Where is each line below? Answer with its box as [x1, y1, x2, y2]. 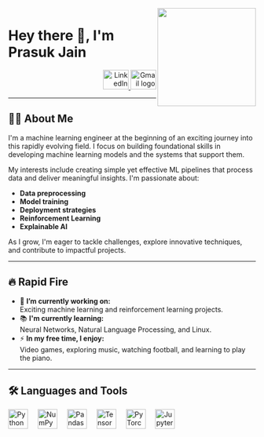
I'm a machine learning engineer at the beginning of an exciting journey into [8, 133, 253, 142]
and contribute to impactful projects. [8, 245, 126, 254]
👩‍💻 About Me [8, 112, 74, 126]
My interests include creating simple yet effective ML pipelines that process [8, 165, 253, 174]
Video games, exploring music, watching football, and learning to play [19, 344, 246, 354]
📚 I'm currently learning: [19, 313, 104, 322]
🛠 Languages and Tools [8, 384, 128, 397]
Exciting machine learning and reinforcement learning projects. [19, 304, 224, 314]
